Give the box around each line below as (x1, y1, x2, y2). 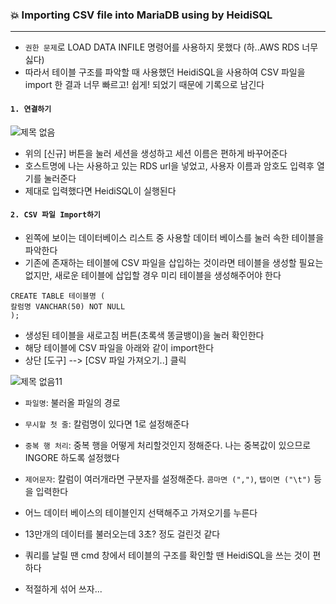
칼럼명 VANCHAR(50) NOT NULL (10, 301, 126, 312)
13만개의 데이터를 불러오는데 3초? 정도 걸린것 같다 (24, 528, 221, 540)
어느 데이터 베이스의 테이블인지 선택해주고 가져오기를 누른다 (24, 506, 258, 518)
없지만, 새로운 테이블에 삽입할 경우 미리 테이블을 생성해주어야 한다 (24, 269, 282, 281)
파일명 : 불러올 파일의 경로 (24, 396, 121, 408)
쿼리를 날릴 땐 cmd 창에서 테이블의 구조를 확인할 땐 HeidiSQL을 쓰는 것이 (24, 549, 311, 561)
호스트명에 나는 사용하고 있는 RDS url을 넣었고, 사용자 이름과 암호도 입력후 (24, 159, 315, 172)
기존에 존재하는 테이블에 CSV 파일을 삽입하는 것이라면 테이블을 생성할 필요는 (24, 256, 324, 268)
